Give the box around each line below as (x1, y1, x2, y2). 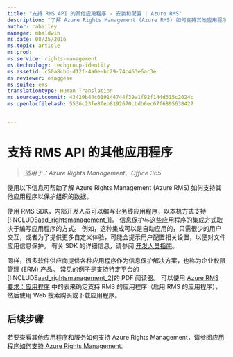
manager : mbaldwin (7, 29, 60, 37)
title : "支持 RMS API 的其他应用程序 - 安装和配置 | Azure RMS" (7, 10, 182, 17)
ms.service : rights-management (7, 55, 98, 62)
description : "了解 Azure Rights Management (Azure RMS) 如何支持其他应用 (7, 17, 218, 24)
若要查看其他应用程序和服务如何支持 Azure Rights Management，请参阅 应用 (7, 333, 225, 341)
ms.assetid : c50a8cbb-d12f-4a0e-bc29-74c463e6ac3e (7, 68, 157, 75)
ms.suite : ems (7, 81, 49, 88)
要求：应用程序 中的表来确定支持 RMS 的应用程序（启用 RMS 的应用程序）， (7, 282, 222, 290)
